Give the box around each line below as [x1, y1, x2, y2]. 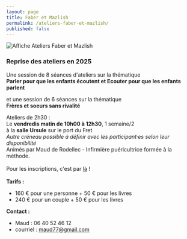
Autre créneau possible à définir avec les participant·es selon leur [6, 133, 170, 140]
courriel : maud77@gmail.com [14, 226, 90, 233]
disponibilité [6, 139, 37, 147]
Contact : [6, 208, 30, 215]
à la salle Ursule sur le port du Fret [6, 126, 93, 133]
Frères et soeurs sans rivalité [6, 102, 81, 109]
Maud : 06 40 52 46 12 [14, 219, 72, 226]
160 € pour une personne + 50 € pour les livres [14, 190, 132, 197]
